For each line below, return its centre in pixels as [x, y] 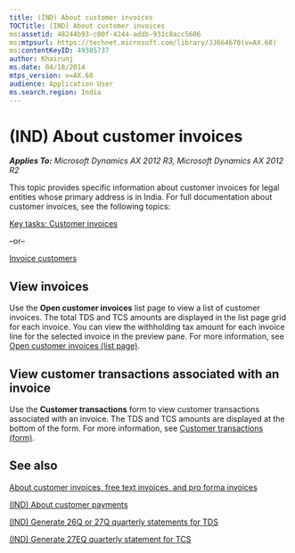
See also [33, 466]
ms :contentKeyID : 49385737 [59, 51]
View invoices [49, 286]
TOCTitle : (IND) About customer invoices [87, 26]
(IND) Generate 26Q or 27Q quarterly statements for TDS [114, 522]
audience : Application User [61, 84]
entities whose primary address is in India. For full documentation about [141, 197]
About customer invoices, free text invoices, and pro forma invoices [134, 487]
